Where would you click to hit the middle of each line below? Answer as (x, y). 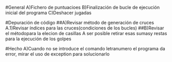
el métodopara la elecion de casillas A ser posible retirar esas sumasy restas (86, 33)
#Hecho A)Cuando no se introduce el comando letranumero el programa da (85, 49)
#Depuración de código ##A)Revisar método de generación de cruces (80, 23)
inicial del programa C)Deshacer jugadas (48, 13)
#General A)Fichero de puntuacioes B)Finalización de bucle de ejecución (83, 7)
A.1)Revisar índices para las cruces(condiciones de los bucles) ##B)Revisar (85, 28)
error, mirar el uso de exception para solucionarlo (58, 54)
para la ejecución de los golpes (39, 39)
